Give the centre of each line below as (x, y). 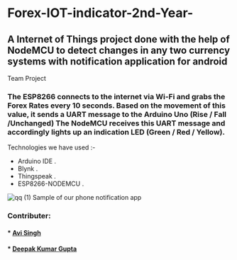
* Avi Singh (24, 232)
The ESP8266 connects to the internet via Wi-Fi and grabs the (116, 96)
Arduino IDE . (37, 162)
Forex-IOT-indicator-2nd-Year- (100, 13)
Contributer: (29, 216)
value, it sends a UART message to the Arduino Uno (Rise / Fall (117, 114)
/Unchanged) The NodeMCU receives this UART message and (116, 123)
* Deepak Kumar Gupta (42, 249)
